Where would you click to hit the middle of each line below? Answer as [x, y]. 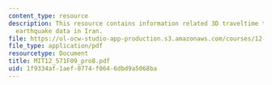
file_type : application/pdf [56, 46]
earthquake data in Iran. [59, 31]
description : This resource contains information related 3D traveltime [134, 23]
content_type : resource [49, 16]
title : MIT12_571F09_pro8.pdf [59, 62]
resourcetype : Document [49, 53]
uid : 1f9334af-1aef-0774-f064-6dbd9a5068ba [83, 69]
